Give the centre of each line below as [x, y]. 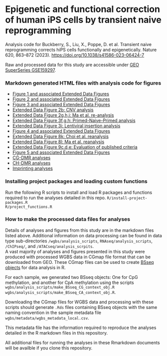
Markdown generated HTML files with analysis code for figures [83, 83]
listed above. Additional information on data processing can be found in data [83, 235]
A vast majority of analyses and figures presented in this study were [75, 251]
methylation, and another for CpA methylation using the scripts [70, 282]
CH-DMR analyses [31, 163]
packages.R [16, 202]
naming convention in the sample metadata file [53, 312]
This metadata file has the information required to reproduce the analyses [81, 327]
